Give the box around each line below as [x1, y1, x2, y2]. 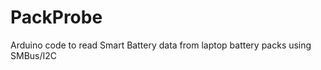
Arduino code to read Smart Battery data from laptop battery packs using [10, 39, 312, 51]
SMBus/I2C [10, 49, 58, 61]
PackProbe [10, 6, 103, 29]
